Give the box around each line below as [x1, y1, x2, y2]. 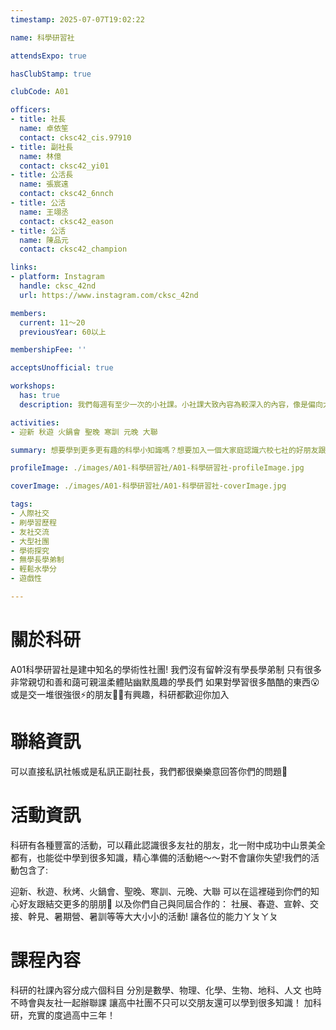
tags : [10, 499, 33, 510]
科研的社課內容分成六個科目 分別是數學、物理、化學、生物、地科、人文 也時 [10, 984, 322, 996]
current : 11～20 [19, 317, 86, 328]
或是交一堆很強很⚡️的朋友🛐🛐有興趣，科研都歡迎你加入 [10, 688, 230, 700]
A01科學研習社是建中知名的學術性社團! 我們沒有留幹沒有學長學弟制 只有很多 [10, 663, 323, 675]
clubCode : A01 [10, 87, 70, 97]
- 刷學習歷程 [10, 517, 57, 528]
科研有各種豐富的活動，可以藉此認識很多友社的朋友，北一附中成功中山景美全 [10, 839, 326, 851]
